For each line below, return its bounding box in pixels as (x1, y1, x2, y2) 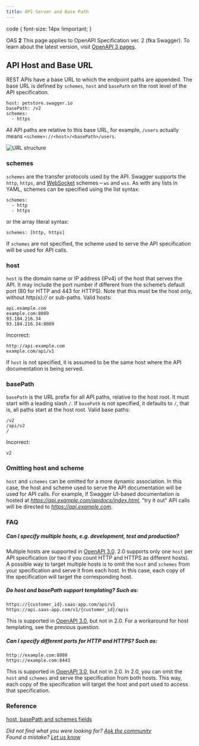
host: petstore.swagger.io (6, 100, 73, 106)
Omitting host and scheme (6, 464, 84, 472)
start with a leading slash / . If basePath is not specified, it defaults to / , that (6, 400, 189, 407)
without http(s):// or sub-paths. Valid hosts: (6, 294, 112, 301)
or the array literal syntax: (6, 218, 70, 225)
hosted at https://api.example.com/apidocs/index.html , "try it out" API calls (6, 497, 190, 504)
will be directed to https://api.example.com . (6, 503, 113, 510)
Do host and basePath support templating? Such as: (6, 587, 138, 594)
